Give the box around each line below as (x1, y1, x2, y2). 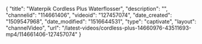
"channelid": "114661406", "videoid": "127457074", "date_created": (5, 11, 172, 19)
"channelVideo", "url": (5, 24, 61, 31)
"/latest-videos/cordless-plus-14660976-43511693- (62, 24, 192, 31)
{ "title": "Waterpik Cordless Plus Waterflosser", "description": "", (5, 5, 168, 12)
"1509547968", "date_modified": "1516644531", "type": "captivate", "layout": (5, 18, 197, 25)
